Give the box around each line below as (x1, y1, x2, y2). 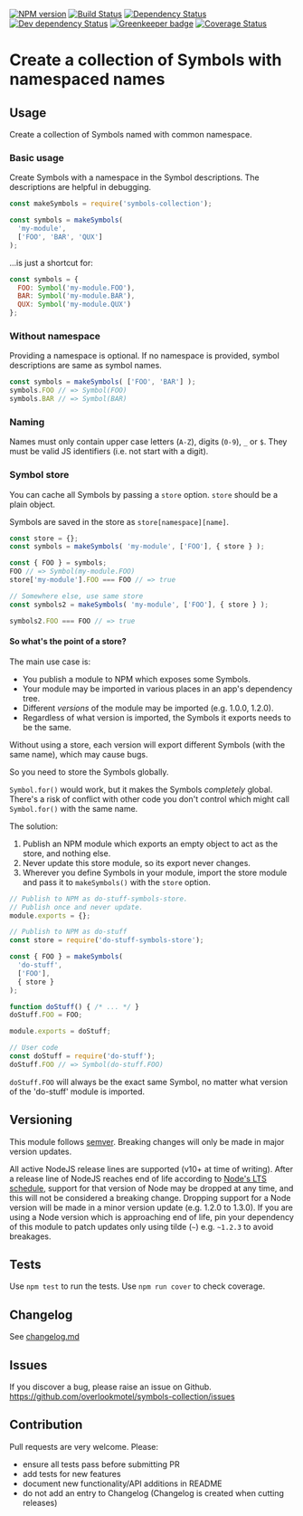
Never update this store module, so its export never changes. (22, 857, 251, 868)
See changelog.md (9, 1331, 80, 1342)
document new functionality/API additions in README (22, 1478, 223, 1489)
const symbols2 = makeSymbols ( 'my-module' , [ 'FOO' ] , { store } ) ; (9, 600, 270, 609)
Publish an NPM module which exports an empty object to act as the (22, 838, 279, 849)
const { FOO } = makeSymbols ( (9, 952, 124, 961)
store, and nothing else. (22, 847, 111, 859)
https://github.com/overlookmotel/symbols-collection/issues (9, 1391, 235, 1402)
